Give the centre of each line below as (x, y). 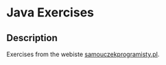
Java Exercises (50, 13)
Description (32, 38)
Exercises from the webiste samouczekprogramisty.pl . (83, 54)
